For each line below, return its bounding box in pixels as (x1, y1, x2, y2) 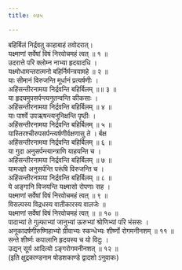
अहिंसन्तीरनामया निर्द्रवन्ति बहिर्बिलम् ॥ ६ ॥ (8, 137, 112, 146)
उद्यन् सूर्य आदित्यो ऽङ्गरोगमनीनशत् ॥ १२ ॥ (8, 243, 119, 253)
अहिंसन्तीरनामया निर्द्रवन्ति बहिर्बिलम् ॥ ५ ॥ (8, 120, 112, 129)
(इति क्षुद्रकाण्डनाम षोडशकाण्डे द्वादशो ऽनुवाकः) (8, 253, 119, 262)
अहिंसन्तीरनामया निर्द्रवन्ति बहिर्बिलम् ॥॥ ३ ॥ (8, 84, 117, 94)
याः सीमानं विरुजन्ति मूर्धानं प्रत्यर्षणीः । (8, 76, 99, 85)
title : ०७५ (8, 11, 43, 20)
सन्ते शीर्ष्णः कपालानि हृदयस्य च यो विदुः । (8, 235, 109, 244)
